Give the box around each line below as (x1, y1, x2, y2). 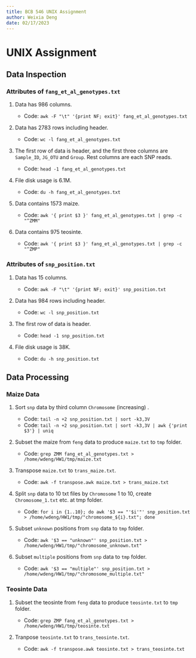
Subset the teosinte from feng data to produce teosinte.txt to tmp (14, 599, 178, 606)
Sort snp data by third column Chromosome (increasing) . (14, 404, 149, 411)
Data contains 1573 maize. (14, 200, 79, 207)
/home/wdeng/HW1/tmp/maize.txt (23, 456, 102, 462)
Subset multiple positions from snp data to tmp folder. (14, 553, 147, 560)
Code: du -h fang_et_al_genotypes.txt (23, 188, 121, 196)
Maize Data (6, 390, 40, 398)
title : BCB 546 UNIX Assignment (6, 8, 87, 15)
